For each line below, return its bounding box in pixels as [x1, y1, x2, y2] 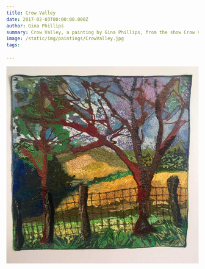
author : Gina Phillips [6, 23, 64, 29]
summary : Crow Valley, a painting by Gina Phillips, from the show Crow [6, 29, 195, 35]
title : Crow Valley [6, 10, 56, 16]
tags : [6, 42, 20, 48]
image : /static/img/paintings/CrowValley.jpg [6, 35, 124, 42]
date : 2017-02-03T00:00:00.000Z [6, 16, 88, 23]
